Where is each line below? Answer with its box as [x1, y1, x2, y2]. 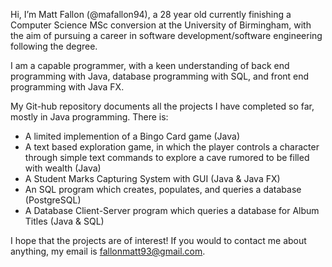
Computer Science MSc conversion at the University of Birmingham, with [10, 19, 312, 31]
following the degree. [10, 40, 98, 52]
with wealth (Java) [24, 162, 102, 174]
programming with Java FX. [10, 81, 125, 93]
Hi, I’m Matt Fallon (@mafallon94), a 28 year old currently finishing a [10, 9, 292, 20]
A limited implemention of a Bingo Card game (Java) [24, 130, 241, 142]
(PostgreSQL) [24, 194, 82, 206]
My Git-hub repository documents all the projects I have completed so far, [10, 100, 315, 112]
